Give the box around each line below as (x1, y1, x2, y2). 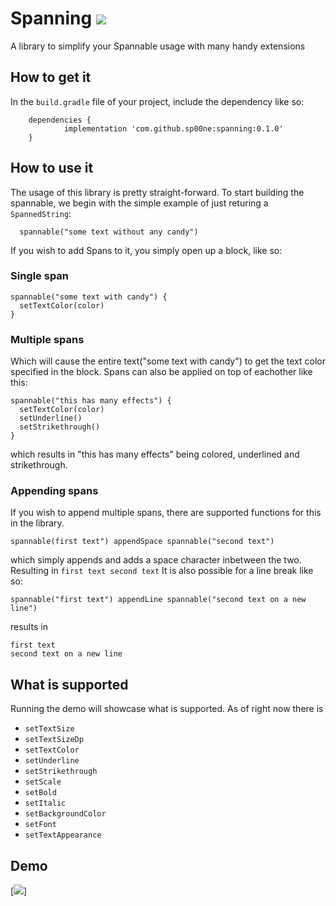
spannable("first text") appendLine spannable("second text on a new (10, 595, 307, 605)
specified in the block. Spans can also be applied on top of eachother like (10, 366, 313, 378)
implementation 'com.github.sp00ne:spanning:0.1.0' (63, 123, 284, 134)
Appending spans (10, 484, 99, 498)
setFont (24, 820, 57, 830)
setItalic (24, 798, 67, 809)
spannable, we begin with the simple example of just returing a (10, 197, 269, 209)
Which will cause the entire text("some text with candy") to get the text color (10, 355, 326, 367)
